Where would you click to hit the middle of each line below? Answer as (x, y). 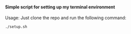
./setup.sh (16, 27)
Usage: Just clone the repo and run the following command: (66, 18)
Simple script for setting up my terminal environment (60, 7)
